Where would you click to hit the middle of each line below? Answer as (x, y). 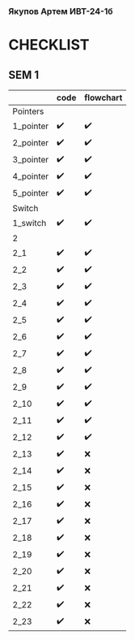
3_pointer (31, 160)
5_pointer (31, 193)
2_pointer (31, 143)
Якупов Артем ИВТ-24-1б (61, 11)
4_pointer (31, 176)
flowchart (103, 97)
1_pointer (31, 126)
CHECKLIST (49, 45)
